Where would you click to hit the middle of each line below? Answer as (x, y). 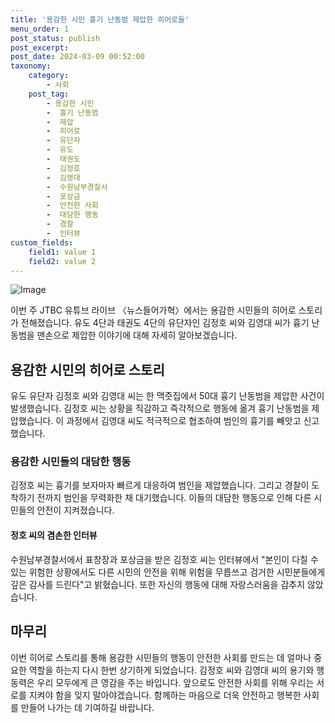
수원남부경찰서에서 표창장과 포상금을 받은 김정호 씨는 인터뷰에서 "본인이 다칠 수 (164, 559)
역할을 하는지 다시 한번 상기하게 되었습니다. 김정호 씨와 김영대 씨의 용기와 (171, 670)
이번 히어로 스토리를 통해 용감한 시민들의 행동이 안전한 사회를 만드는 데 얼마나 (161, 657)
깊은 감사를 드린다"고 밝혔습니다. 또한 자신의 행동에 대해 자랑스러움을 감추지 (158, 584)
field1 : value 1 (62, 252)
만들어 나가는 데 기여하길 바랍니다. (87, 707)
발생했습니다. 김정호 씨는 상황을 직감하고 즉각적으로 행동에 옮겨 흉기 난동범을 (160, 408)
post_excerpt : (40, 47)
